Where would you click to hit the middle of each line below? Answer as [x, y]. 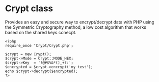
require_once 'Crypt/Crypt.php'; [39, 45]
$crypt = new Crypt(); [28, 54]
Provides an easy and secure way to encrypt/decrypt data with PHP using [80, 22]
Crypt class [29, 9]
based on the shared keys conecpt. [41, 32]
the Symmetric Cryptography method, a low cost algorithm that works [76, 27]
